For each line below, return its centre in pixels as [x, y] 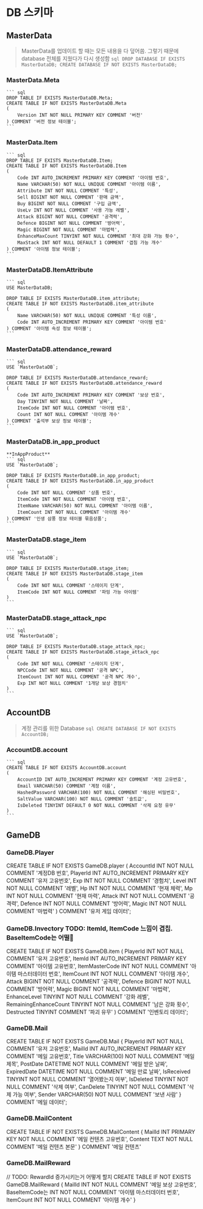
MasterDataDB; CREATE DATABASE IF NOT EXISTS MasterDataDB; [99, 65]
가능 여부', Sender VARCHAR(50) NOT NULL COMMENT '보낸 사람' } [97, 1095]
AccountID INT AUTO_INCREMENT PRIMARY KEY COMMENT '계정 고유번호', [102, 780]
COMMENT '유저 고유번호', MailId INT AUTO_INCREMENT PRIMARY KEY [96, 1049]
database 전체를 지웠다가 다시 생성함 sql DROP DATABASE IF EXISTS [103, 58]
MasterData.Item [32, 142]
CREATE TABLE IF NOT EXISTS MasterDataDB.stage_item [75, 574]
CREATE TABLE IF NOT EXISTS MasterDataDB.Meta [66, 104]
